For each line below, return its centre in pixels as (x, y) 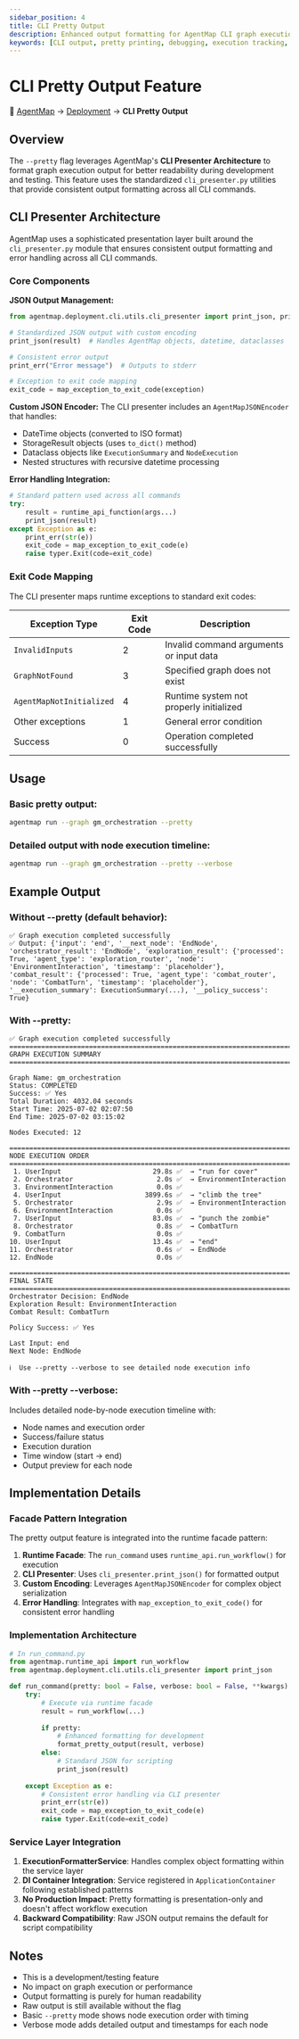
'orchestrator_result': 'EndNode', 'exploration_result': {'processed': (147, 951)
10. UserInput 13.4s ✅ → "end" (114, 1242)
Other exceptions (50, 721)
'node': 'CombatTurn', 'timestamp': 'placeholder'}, (109, 982)
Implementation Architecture (73, 1636)
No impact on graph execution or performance (107, 1987)
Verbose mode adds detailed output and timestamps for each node (145, 2025)
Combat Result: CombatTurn (59, 1313)
